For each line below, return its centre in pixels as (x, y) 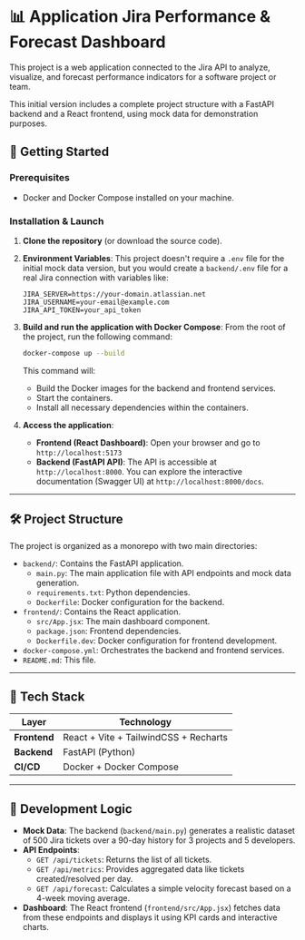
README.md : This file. (59, 660)
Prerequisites (39, 178)
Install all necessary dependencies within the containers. (142, 407)
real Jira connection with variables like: (96, 278)
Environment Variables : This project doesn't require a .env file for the (153, 258)
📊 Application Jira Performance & (140, 17)
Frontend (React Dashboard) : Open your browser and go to (148, 442)
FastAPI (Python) (99, 752)
